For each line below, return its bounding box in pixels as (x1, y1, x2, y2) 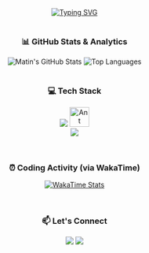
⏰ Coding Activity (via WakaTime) (9, 162, 140, 173)
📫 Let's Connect (42, 215, 107, 226)
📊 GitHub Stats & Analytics (21, 35, 128, 47)
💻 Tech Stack (47, 86, 102, 97)
